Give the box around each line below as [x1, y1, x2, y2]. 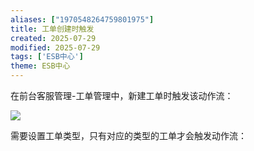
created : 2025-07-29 [10, 33, 97, 43]
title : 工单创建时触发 [10, 24, 95, 34]
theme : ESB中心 [10, 61, 71, 71]
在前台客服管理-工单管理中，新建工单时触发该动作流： [10, 90, 234, 101]
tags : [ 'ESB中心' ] [10, 52, 84, 62]
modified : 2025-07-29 [10, 42, 101, 53]
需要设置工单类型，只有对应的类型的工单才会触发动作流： [10, 130, 247, 141]
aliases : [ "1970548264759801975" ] [10, 14, 155, 25]
